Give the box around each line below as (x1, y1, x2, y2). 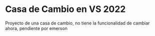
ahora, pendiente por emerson (5, 25, 68, 31)
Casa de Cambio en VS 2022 (5, 3, 126, 15)
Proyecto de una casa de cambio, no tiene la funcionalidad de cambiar (5, 20, 150, 26)
